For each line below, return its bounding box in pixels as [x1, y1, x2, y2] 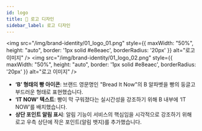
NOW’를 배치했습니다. [15, 103, 68, 111]
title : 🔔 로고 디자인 [6, 16, 54, 22]
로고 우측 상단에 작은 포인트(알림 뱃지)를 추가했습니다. [15, 118, 142, 126]
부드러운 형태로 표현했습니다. [15, 88, 83, 96]
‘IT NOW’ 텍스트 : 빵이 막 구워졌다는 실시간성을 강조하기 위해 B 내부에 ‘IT [15, 96, 186, 103]
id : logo [6, 10, 28, 16]
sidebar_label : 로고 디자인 [6, 22, 71, 28]
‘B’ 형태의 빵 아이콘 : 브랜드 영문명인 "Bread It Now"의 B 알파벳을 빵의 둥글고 [15, 81, 196, 88]
